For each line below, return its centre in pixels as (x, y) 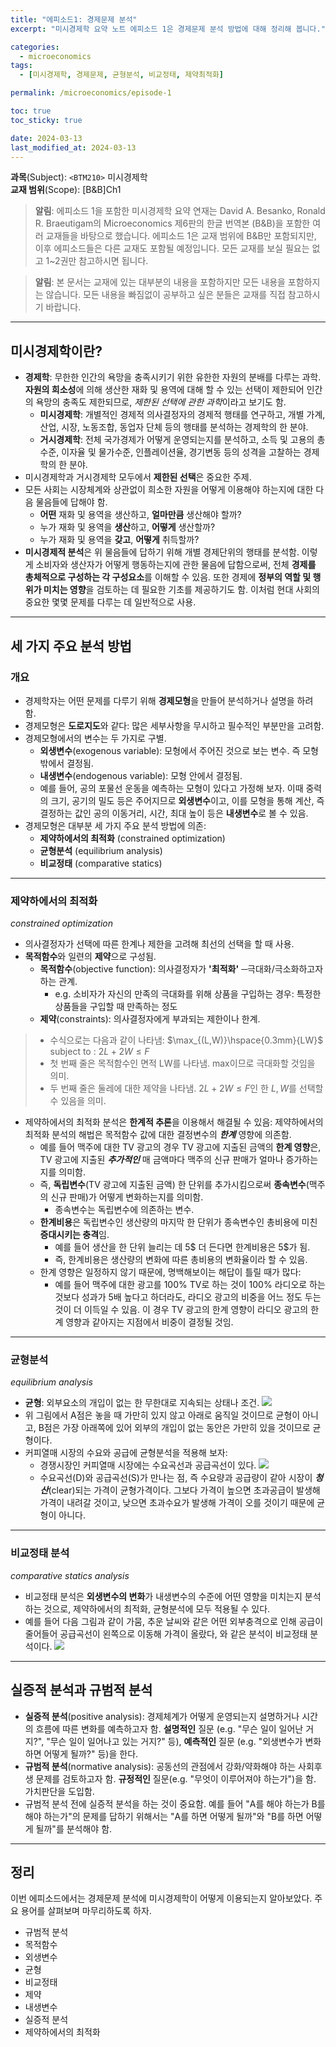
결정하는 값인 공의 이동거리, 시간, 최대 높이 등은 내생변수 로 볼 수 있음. (174, 813)
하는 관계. (58, 982)
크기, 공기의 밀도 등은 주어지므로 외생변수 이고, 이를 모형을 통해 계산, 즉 (187, 800)
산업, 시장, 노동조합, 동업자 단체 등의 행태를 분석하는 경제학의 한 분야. (174, 427)
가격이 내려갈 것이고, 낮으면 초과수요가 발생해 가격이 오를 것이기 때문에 (177, 1503)
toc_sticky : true (46, 120)
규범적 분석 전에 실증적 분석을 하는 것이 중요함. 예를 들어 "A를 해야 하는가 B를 (175, 1803)
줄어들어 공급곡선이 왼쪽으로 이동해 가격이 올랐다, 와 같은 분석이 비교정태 (166, 1633)
